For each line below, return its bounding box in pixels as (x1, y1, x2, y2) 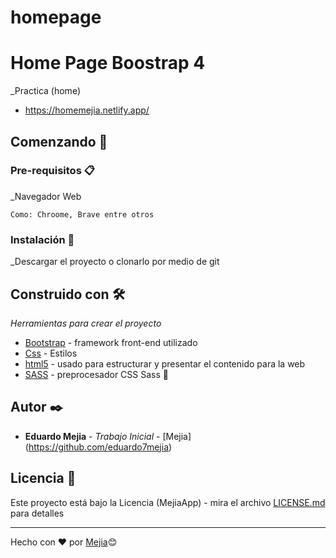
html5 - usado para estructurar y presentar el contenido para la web (24, 357, 306, 370)
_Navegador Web (10, 190, 82, 202)
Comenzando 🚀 (10, 133, 108, 150)
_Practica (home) (10, 85, 81, 97)
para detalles (10, 507, 65, 519)
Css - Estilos (24, 347, 78, 359)
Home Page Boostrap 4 (10, 52, 206, 75)
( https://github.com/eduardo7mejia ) (24, 441, 173, 453)
